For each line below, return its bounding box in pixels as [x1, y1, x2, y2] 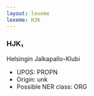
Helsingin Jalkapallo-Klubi [6, 54, 80, 62]
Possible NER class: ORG [16, 82, 87, 91]
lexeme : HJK [6, 16, 40, 23]
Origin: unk [16, 75, 48, 83]
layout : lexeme [6, 10, 50, 17]
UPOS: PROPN [16, 68, 58, 76]
